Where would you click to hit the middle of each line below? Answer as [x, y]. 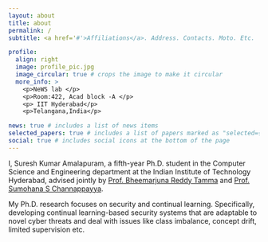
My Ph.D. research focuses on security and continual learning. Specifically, [132, 204]
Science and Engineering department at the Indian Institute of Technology [130, 171]
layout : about [32, 16]
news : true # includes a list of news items [83, 126]
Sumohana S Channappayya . [56, 189]
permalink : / [30, 30]
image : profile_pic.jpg [55, 67]
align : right [37, 60]
